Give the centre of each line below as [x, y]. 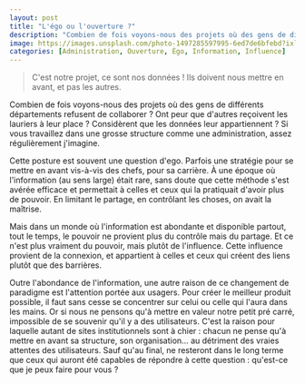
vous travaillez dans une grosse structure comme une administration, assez [151, 133]
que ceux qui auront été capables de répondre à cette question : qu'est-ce [149, 360]
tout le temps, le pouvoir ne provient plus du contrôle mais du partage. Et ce [152, 236]
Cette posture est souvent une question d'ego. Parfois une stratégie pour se [152, 161]
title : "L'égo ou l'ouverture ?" [73, 26]
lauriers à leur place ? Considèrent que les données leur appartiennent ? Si [149, 124]
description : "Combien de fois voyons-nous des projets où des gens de [148, 34]
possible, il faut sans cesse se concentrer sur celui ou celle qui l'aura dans [148, 302]
